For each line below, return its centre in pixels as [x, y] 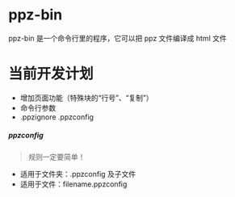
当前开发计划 [51, 74]
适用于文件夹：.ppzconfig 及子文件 [78, 174]
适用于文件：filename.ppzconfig [73, 184]
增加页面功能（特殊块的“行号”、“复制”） [86, 98]
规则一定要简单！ [57, 157]
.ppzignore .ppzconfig [57, 117]
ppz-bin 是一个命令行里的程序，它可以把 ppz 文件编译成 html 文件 [118, 38]
